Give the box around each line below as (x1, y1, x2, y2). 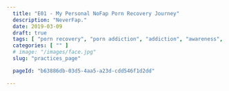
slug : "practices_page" (12, 55, 81, 62)
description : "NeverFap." (12, 17, 88, 23)
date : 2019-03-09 (12, 23, 63, 30)
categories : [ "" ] (12, 42, 69, 49)
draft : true (12, 29, 48, 37)
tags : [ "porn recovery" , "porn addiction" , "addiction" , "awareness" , (12, 36, 223, 43)
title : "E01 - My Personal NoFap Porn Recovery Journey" (12, 10, 180, 17)
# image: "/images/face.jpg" (12, 49, 97, 56)
